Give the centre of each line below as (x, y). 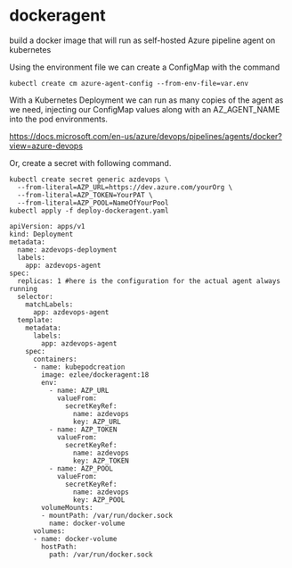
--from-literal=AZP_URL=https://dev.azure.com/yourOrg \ (125, 187)
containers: (55, 359)
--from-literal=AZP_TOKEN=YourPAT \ (85, 195)
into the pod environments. (59, 119)
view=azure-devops (46, 146)
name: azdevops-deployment (67, 250)
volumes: (49, 531)
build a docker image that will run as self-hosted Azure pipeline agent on (142, 40)
